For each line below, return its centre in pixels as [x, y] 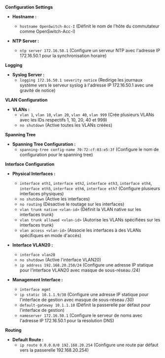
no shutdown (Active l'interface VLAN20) [60, 260]
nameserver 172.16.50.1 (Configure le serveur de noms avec [81, 315]
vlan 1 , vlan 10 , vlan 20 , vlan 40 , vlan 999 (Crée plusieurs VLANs [87, 115]
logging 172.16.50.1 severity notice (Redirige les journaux [81, 80]
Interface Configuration [30, 164]
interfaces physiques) [42, 194]
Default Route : [28, 340]
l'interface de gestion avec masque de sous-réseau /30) [77, 300]
